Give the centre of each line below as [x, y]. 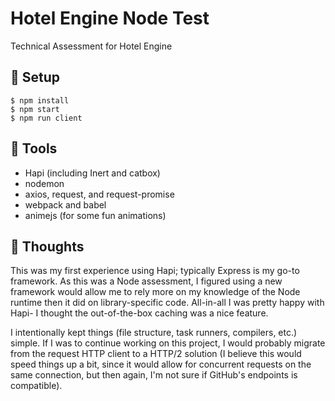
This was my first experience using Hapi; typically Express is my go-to [155, 271]
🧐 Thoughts [47, 246]
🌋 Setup [35, 77]
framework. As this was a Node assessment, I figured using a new [146, 281]
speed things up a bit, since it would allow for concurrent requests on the [161, 364]
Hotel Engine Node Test [110, 18]
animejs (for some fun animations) [95, 215]
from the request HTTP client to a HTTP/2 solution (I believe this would [156, 354]
